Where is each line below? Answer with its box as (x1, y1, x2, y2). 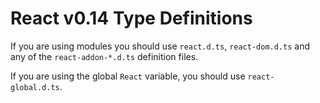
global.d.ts (10, 82, 60, 92)
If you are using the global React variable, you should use (10, 70, 246, 82)
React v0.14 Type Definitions (10, 7, 253, 30)
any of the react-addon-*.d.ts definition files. (10, 50, 199, 62)
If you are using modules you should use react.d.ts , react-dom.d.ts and (10, 40, 311, 52)
